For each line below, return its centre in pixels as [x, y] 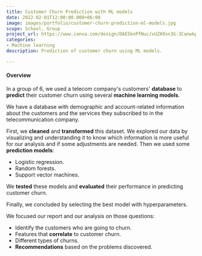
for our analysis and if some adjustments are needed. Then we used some [98, 144]
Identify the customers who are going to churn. [73, 227]
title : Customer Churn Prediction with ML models [70, 12]
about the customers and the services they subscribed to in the [85, 113]
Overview [19, 75]
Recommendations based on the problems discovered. [84, 246]
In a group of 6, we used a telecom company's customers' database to [94, 88]
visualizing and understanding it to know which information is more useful [98, 137]
